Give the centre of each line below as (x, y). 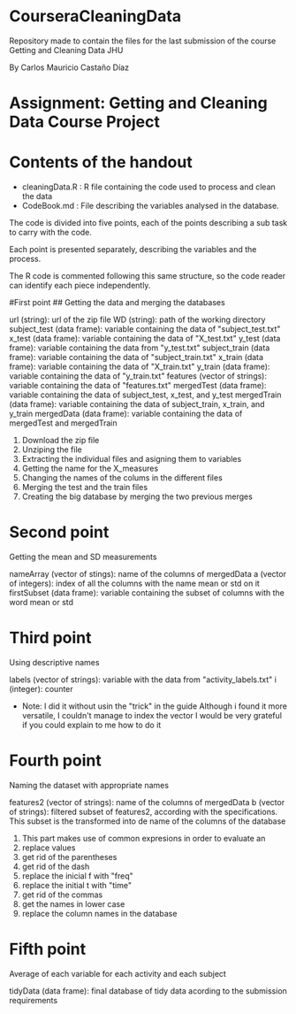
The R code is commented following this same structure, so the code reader (148, 276)
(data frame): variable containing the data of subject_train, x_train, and (137, 404)
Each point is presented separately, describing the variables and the (133, 250)
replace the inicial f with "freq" (78, 876)
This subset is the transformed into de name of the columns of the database (148, 821)
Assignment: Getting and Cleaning (138, 103)
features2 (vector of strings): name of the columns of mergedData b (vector (147, 802)
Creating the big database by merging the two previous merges (137, 496)
